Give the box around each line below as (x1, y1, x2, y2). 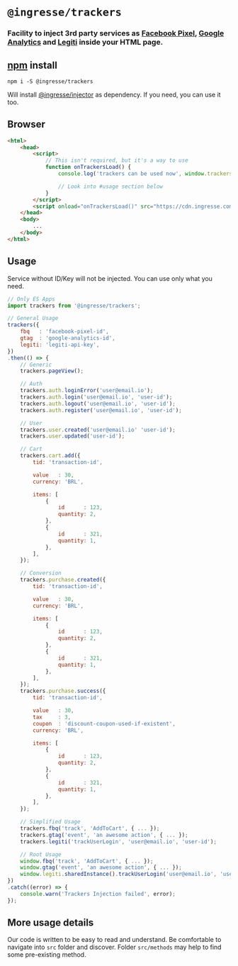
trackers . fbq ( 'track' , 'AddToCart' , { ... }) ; (20, 825, 160, 832)
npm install (7, 59, 58, 71)
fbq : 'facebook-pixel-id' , (20, 328, 110, 335)
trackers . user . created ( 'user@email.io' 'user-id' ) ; (20, 426, 176, 433)
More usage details (7, 917, 94, 929)
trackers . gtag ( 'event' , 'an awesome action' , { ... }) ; (20, 831, 189, 838)
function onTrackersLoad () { (45, 164, 132, 171)
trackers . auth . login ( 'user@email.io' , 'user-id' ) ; (20, 394, 173, 401)
